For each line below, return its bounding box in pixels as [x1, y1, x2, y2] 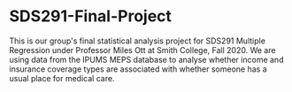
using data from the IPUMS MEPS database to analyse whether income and [9, 54, 284, 65]
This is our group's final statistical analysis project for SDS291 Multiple [9, 35, 265, 46]
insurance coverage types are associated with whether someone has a [9, 64, 267, 74]
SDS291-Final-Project [9, 6, 173, 27]
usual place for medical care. [9, 73, 115, 83]
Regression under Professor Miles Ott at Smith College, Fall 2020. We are [9, 44, 276, 55]
